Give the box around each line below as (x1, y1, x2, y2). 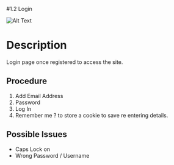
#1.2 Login (6, 5, 32, 12)
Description (6, 38, 67, 52)
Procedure (6, 76, 48, 86)
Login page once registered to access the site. (6, 58, 123, 66)
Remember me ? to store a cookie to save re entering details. (15, 111, 169, 119)
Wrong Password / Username (15, 152, 90, 159)
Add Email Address (15, 92, 63, 99)
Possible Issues (6, 129, 67, 139)
